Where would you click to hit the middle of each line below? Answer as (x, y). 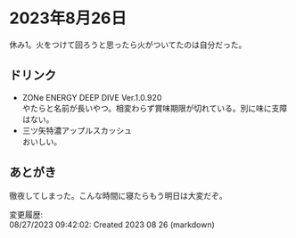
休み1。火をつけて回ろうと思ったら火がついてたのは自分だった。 (128, 45)
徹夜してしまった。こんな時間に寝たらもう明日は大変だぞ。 (118, 195)
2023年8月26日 (68, 18)
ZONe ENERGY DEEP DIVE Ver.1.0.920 (92, 97)
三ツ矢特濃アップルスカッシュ (77, 130)
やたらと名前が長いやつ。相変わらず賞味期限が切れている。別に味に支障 (155, 108)
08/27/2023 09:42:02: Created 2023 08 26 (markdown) (112, 225)
